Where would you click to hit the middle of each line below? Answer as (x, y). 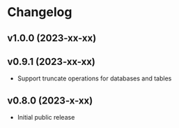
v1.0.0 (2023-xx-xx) (52, 38)
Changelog (40, 12)
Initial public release (46, 118)
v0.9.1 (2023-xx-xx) (52, 61)
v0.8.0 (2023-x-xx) (50, 100)
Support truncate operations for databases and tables (94, 78)
